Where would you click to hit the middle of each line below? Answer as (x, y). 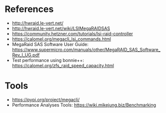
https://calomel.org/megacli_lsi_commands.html (61, 39)
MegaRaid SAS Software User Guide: (50, 44)
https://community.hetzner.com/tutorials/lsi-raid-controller (72, 33)
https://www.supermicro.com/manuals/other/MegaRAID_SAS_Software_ (86, 49)
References (29, 9)
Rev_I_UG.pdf (26, 55)
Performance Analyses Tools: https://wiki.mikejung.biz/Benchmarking (84, 105)
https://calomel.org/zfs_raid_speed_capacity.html (63, 65)
